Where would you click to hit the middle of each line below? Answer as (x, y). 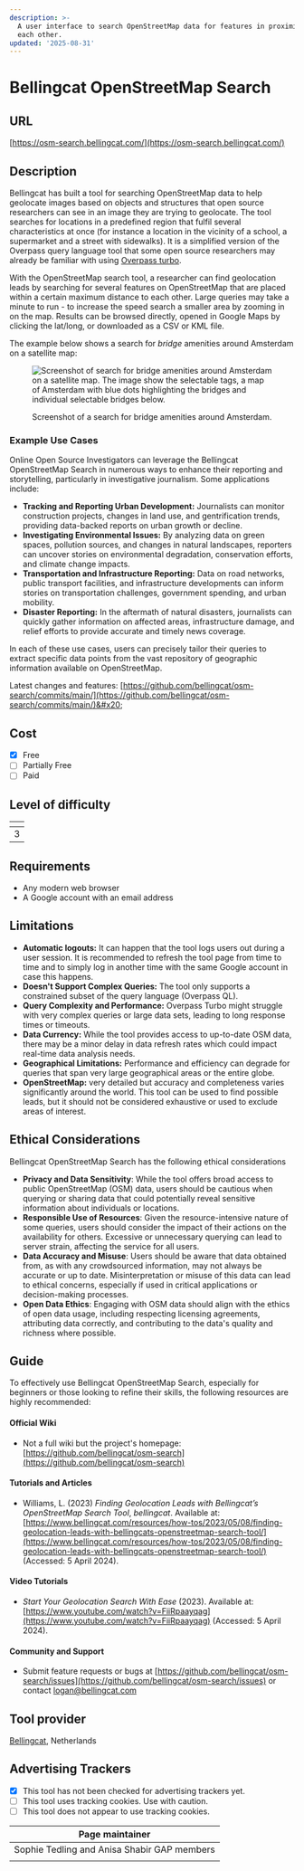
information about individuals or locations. (101, 1208)
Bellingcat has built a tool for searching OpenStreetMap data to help (136, 193)
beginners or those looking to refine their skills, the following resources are (149, 1392)
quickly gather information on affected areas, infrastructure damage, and (158, 622)
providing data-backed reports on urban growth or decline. (132, 526)
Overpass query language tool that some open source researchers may (142, 251)
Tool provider (48, 1719)
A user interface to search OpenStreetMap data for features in (141, 26)
